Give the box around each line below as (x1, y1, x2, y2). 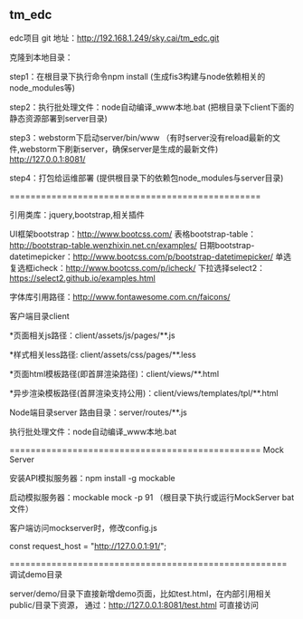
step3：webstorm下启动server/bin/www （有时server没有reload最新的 (9, 131, 273, 143)
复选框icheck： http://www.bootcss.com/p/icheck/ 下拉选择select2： (9, 262, 265, 273)
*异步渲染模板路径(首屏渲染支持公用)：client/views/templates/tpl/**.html (9, 387, 279, 398)
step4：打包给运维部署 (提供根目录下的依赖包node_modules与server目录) (9, 172, 284, 183)
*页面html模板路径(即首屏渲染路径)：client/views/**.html (9, 368, 220, 379)
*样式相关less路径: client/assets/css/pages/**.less (9, 349, 196, 360)
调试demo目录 (9, 568, 63, 579)
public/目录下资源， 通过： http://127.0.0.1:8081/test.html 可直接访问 (9, 599, 260, 610)
